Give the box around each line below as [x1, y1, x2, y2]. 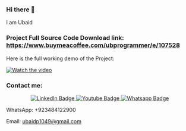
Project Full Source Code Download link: [6, 34, 125, 42]
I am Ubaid [6, 19, 33, 26]
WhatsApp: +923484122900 [6, 106, 76, 113]
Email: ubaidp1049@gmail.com [6, 117, 82, 124]
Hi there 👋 [6, 5, 36, 14]
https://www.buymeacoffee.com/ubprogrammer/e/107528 [6, 41, 180, 49]
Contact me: [6, 81, 43, 89]
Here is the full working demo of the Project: [6, 55, 115, 62]
